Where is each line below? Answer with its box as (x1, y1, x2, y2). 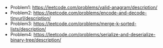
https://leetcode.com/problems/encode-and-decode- (33, 10, 147, 16)
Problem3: (10, 20, 32, 27)
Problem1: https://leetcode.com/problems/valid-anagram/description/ (10, 5, 158, 10)
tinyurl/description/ (10, 15, 51, 21)
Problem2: (10, 10, 32, 16)
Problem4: (10, 32, 32, 37)
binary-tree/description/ (10, 37, 62, 43)
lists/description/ (10, 26, 46, 32)
